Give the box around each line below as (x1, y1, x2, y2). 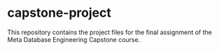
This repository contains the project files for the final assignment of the (7, 28, 212, 36)
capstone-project (7, 5, 112, 21)
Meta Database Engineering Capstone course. (7, 35, 141, 43)
